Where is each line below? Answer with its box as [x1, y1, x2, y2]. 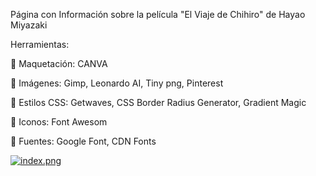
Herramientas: [10, 39, 70, 50]
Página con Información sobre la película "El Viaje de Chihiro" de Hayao [10, 9, 306, 20]
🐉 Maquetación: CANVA [10, 58, 108, 69]
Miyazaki [10, 19, 48, 31]
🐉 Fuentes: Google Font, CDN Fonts [10, 135, 157, 147]
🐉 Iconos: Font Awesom [10, 116, 108, 128]
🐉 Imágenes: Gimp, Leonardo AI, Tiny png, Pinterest [10, 77, 224, 89]
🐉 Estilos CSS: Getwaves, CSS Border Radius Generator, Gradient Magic [10, 97, 307, 108]
